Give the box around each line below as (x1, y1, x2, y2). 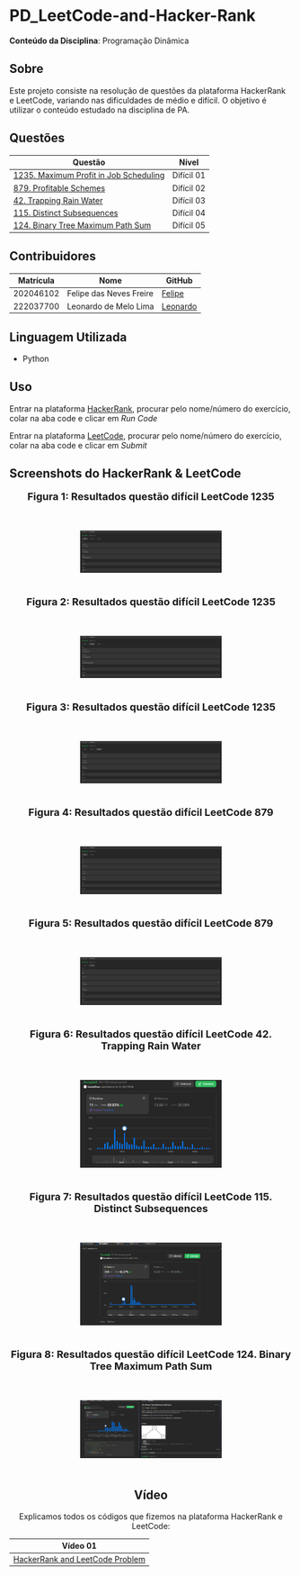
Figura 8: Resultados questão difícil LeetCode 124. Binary (10, 1348, 292, 1361)
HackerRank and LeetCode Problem (13, 1553, 146, 1564)
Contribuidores (9, 249, 96, 264)
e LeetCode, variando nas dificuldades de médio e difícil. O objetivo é (9, 95, 267, 105)
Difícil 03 (172, 195, 207, 205)
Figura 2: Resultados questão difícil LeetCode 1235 (26, 595, 276, 609)
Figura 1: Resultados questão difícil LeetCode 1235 (26, 490, 276, 503)
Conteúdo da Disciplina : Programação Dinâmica (9, 35, 190, 46)
